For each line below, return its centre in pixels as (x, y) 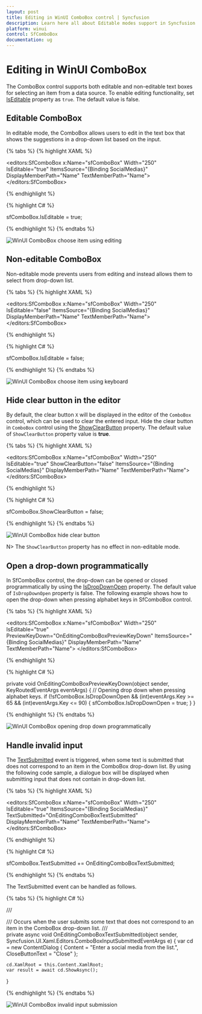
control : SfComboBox (32, 34)
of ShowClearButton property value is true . (58, 434)
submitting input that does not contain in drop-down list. (76, 779)
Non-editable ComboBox (54, 259)
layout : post (23, 12)
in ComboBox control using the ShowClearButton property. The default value (99, 428)
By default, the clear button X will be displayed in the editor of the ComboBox (99, 415)
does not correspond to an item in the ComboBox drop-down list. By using (99, 766)
